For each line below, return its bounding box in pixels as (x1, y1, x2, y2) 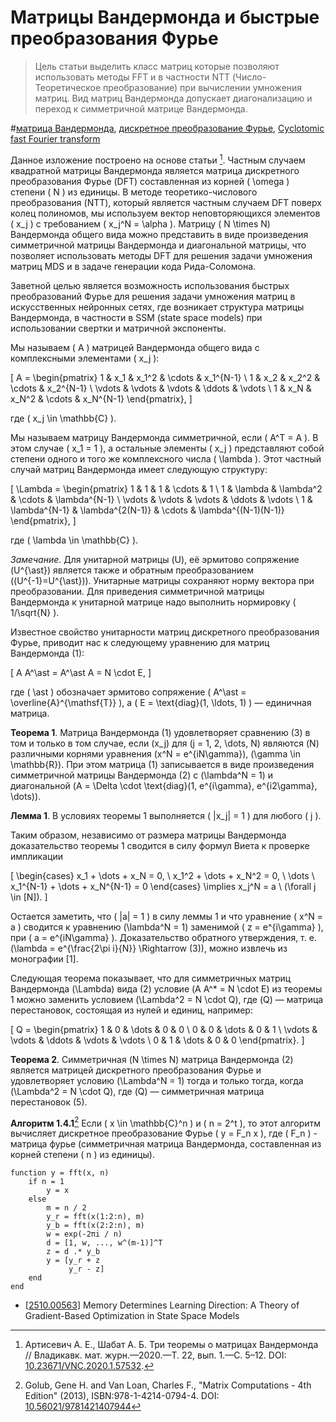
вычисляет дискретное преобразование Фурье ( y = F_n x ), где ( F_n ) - (10, 1127, 318, 1140)
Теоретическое (34, 81, 102, 93)
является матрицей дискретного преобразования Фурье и (10, 1064, 262, 1076)
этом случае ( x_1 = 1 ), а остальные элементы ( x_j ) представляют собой (10, 442, 325, 454)
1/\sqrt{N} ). (10, 606, 60, 618)
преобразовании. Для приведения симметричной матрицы (10, 585, 265, 597)
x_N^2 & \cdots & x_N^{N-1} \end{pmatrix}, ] (10, 392, 193, 405)
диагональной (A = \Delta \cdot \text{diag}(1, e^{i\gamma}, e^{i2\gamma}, (10, 779, 318, 791)
